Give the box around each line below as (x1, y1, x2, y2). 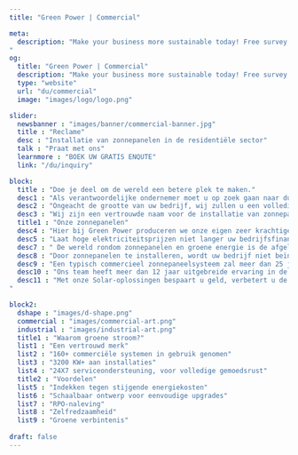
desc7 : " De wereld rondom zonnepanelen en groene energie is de (17, 243, 268, 251)
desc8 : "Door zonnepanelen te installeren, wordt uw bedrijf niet (17, 251, 272, 260)
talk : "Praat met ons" (17, 144, 105, 154)
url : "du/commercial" (17, 86, 98, 96)
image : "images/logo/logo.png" (17, 95, 133, 104)
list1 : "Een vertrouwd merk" (17, 341, 129, 351)
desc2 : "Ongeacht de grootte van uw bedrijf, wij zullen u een (17, 202, 260, 211)
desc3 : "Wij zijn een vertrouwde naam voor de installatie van (17, 210, 260, 219)
